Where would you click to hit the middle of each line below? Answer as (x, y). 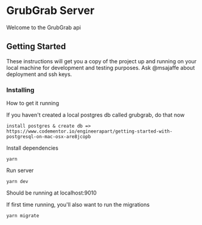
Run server (20, 170)
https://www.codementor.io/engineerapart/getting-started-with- (89, 131)
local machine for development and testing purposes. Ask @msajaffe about (101, 67)
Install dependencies (33, 148)
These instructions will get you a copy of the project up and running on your (101, 61)
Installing (20, 90)
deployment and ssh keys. (39, 74)
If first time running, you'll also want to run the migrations (78, 205)
